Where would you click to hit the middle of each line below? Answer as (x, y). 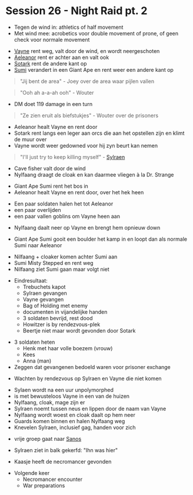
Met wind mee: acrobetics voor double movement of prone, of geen (96, 33)
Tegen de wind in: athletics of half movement (69, 27)
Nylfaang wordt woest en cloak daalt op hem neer (75, 415)
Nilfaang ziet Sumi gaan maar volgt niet (61, 269)
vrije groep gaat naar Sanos (48, 438)
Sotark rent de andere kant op (50, 64)
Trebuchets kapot (44, 287)
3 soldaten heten (34, 342)
